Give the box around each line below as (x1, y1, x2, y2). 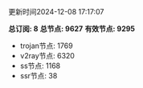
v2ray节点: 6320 (19, 51, 75, 60)
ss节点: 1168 (19, 61, 61, 70)
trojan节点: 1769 (19, 41, 74, 50)
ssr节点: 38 (19, 71, 58, 80)
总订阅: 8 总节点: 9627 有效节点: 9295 (8, 24, 135, 34)
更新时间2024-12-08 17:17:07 (8, 7, 104, 16)
